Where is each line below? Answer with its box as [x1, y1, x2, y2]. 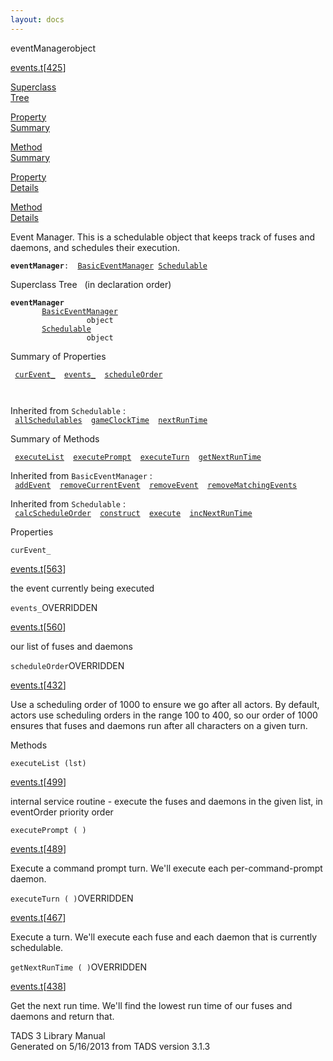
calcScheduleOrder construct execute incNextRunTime [14, 508, 253, 518]
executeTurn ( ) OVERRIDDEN [10, 892, 134, 904]
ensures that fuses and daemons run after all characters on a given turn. [10, 719, 308, 731]
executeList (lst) [10, 758, 87, 768]
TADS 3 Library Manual [10, 1029, 106, 1041]
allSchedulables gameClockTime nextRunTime [14, 415, 208, 425]
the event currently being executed [10, 582, 155, 594]
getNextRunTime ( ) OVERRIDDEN [10, 961, 148, 973]
